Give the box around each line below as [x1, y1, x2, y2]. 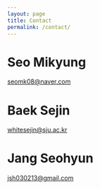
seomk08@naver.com [7, 77, 71, 86]
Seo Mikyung [7, 54, 87, 70]
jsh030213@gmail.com [7, 174, 74, 183]
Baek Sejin [7, 102, 70, 118]
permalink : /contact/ [7, 23, 71, 30]
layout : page [7, 10, 46, 18]
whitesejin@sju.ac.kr [7, 125, 68, 134]
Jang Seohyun [7, 150, 94, 166]
